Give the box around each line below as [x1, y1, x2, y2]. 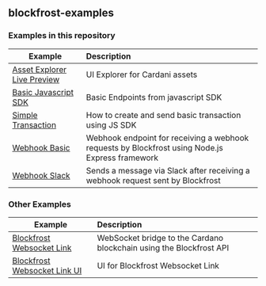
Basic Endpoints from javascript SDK [85, 91, 222, 102]
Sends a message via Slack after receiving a [85, 165, 251, 176]
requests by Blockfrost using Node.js [85, 142, 223, 153]
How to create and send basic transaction [85, 109, 241, 120]
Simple [12, 109, 38, 120]
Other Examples [8, 198, 71, 209]
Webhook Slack [12, 170, 70, 181]
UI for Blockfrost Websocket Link [97, 260, 220, 271]
